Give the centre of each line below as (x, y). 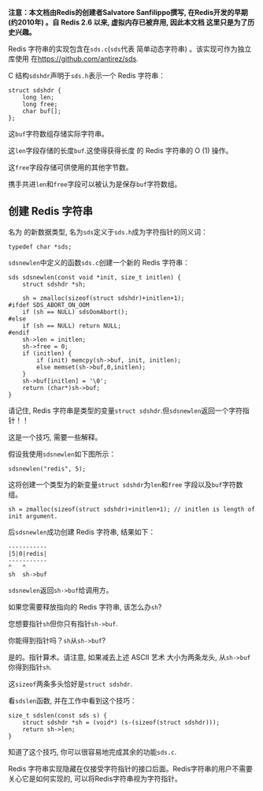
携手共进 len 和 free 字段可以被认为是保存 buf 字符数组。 (95, 184)
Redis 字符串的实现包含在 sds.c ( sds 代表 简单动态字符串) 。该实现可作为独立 (130, 49)
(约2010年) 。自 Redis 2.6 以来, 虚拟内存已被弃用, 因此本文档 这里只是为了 (128, 22)
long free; (40, 104)
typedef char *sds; (40, 247)
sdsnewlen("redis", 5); (47, 469)
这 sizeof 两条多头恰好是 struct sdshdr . (70, 684)
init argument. (33, 516)
